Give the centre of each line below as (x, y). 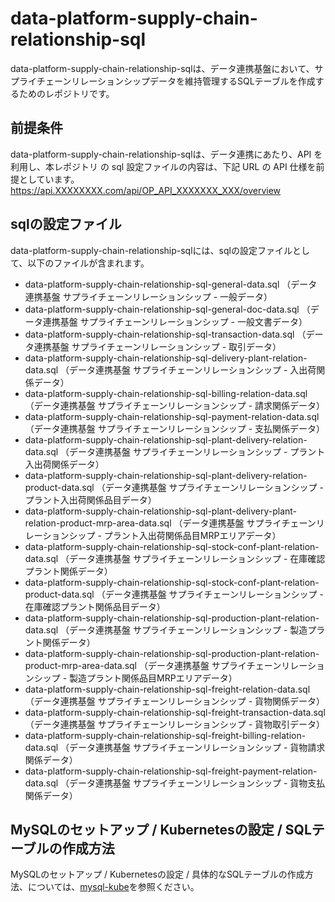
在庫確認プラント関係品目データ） (95, 606)
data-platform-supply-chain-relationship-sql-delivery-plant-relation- (166, 358)
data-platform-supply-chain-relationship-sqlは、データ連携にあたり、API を (166, 154)
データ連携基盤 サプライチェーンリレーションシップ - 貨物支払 (197, 783)
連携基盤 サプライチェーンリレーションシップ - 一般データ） (148, 296)
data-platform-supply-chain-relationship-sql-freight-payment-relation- (171, 771)
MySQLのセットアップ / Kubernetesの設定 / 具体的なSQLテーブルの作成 (157, 874)
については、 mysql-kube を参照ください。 (113, 887)
